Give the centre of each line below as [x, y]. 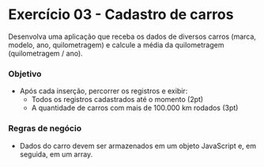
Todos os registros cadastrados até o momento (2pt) [117, 100]
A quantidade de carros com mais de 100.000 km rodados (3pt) [135, 108]
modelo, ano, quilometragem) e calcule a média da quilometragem [116, 44]
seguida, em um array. [56, 154]
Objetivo [25, 74]
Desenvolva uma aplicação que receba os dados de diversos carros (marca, [132, 36]
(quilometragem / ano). [45, 53]
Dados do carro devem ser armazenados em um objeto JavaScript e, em [138, 146]
